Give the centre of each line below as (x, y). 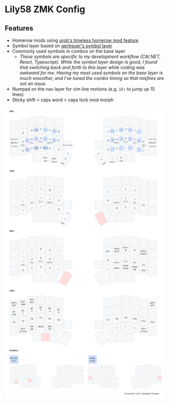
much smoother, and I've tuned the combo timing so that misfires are (92, 78)
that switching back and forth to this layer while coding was (82, 67)
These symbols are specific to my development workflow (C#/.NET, (90, 56)
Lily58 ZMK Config (45, 9)
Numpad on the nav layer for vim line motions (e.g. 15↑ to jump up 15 (83, 89)
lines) (18, 94)
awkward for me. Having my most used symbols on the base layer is (91, 73)
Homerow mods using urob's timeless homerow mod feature (75, 40)
